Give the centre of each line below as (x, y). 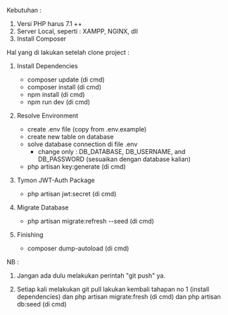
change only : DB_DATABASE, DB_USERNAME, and (112, 152)
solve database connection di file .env (82, 144)
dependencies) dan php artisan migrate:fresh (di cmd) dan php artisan (119, 297)
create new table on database (70, 137)
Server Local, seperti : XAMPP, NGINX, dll (77, 31)
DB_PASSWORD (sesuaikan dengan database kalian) (114, 159)
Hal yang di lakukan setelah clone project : (68, 52)
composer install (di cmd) (64, 87)
